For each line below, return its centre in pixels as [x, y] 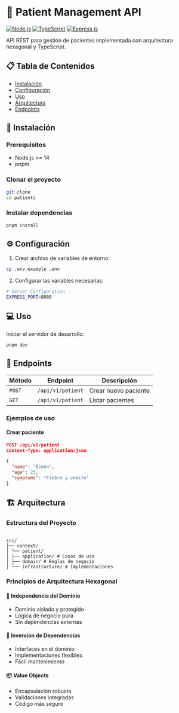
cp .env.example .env [33, 269]
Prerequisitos [26, 145]
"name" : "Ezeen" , [33, 467]
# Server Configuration [36, 292]
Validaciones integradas [44, 697]
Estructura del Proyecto [41, 523]
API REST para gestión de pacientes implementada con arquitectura [89, 40]
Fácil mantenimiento [39, 661]
